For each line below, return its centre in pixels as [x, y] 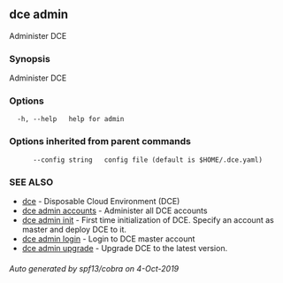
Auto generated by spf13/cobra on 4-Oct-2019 [94, 268]
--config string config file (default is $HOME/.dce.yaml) [148, 160]
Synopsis [30, 58]
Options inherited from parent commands [100, 141]
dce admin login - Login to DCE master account [108, 239]
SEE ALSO [31, 182]
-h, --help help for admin [71, 119]
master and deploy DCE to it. [74, 229]
